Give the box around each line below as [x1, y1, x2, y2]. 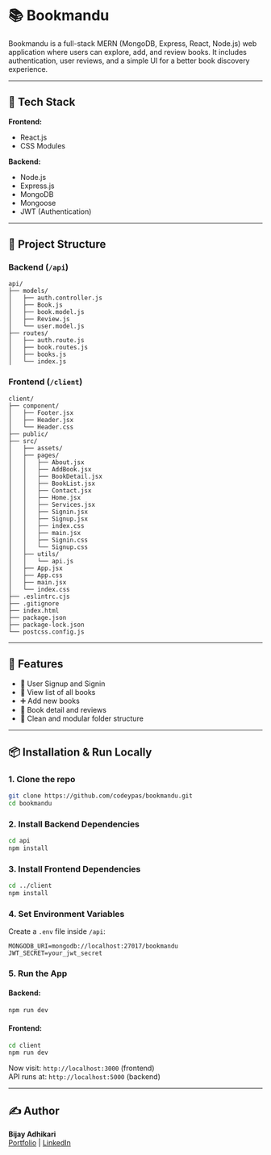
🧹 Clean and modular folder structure [19, 714, 144, 723]
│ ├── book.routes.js [8, 344, 89, 352]
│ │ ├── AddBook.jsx [8, 465, 92, 473]
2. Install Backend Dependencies [8, 818, 140, 830]
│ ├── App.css [8, 571, 63, 580]
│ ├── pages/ [8, 451, 60, 459]
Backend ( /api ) [8, 262, 69, 273]
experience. [8, 64, 48, 73]
